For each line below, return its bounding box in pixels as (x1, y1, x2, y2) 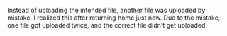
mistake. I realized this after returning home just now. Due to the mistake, (7, 13, 221, 22)
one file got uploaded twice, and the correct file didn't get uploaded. (7, 21, 207, 29)
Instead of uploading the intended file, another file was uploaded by (7, 6, 206, 14)
